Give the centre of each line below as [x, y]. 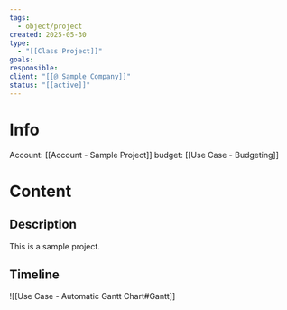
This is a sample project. [55, 246]
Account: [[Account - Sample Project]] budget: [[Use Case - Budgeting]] [144, 155]
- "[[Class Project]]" [60, 52]
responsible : [34, 69]
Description [43, 225]
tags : [19, 18]
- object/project [50, 26]
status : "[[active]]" [50, 85]
